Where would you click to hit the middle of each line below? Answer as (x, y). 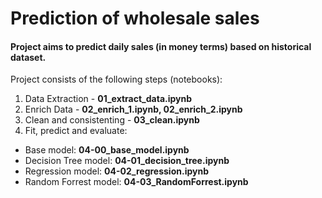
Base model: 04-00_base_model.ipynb (107, 150)
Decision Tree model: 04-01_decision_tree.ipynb (127, 161)
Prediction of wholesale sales (135, 18)
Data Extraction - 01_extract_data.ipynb (108, 99)
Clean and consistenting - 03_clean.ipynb (112, 120)
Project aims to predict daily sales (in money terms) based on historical (161, 46)
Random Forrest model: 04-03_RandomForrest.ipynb (136, 182)
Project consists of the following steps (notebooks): (116, 79)
